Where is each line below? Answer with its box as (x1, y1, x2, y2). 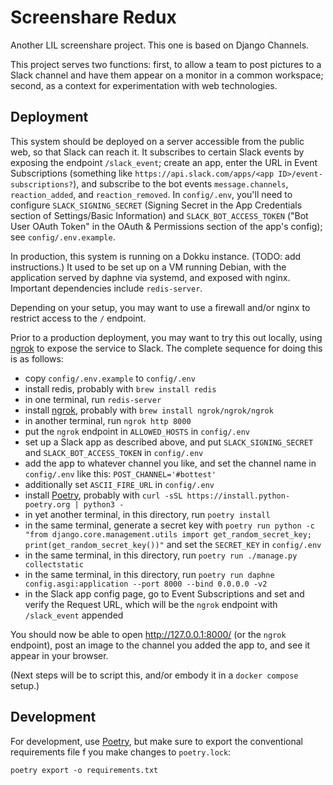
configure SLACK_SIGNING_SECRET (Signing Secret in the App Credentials (10, 199, 303, 211)
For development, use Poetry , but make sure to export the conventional (10, 735, 303, 747)
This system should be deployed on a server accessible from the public (10, 135, 305, 147)
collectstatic (24, 559, 84, 570)
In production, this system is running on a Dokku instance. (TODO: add (10, 250, 302, 262)
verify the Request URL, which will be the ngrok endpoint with (24, 598, 278, 610)
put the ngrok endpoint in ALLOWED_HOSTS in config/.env (24, 425, 250, 437)
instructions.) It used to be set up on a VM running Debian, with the (10, 261, 287, 273)
